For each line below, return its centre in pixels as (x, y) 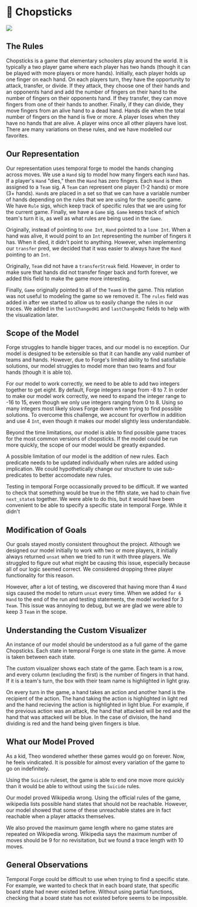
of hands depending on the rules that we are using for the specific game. (94, 199)
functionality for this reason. (40, 575)
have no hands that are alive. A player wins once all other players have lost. (97, 123)
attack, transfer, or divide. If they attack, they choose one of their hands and (98, 85)
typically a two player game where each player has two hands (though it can (98, 66)
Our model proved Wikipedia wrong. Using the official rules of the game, (94, 797)
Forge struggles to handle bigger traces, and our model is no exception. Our (98, 347)
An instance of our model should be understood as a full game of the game (97, 644)
